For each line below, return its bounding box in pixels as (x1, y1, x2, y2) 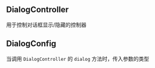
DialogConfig (6, 38, 57, 49)
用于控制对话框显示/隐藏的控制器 (6, 21, 87, 28)
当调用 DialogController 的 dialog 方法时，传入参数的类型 (6, 55, 150, 62)
